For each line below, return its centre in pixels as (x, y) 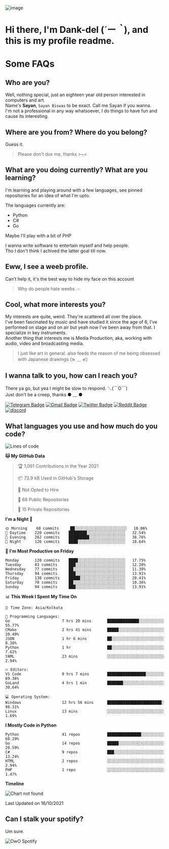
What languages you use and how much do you (81, 426)
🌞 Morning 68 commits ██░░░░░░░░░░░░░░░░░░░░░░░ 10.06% (76, 528)
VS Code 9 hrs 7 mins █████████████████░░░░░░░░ (85, 674)
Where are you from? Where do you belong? (76, 132)
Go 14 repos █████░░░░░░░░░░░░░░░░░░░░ (85, 743)
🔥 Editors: (17, 670)
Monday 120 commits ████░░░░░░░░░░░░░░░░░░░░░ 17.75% (75, 561)
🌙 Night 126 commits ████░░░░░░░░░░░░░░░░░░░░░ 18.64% (75, 542)
